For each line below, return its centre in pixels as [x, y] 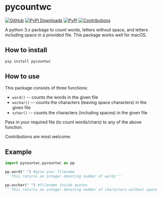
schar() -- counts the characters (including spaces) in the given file [80, 113]
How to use [22, 76]
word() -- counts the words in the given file [55, 97]
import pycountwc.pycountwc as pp [40, 163]
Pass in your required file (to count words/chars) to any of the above [73, 122]
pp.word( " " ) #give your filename [40, 172]
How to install [26, 50]
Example [18, 152]
